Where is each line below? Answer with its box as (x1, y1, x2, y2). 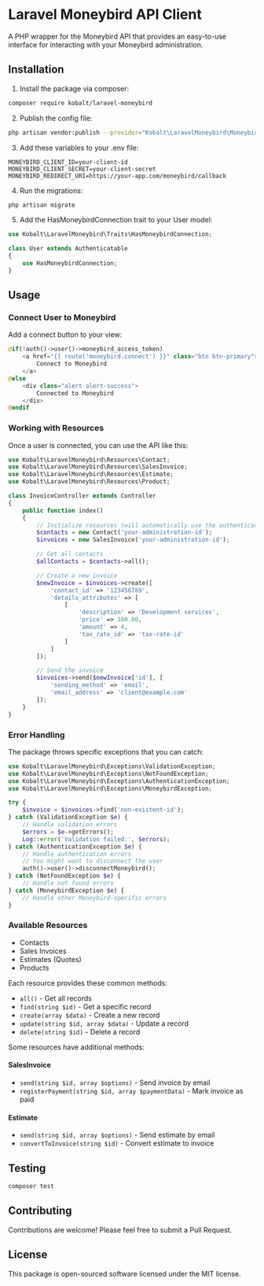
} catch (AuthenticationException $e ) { (8, 842, 143, 851)
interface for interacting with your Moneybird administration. (8, 39, 203, 49)
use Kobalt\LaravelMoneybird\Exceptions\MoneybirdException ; (8, 785, 213, 792)
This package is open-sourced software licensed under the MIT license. (8, 1269, 241, 1278)
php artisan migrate (8, 201, 76, 209)
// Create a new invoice (36, 572, 118, 580)
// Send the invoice (36, 666, 104, 675)
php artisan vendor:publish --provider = (8, 129, 143, 136)
